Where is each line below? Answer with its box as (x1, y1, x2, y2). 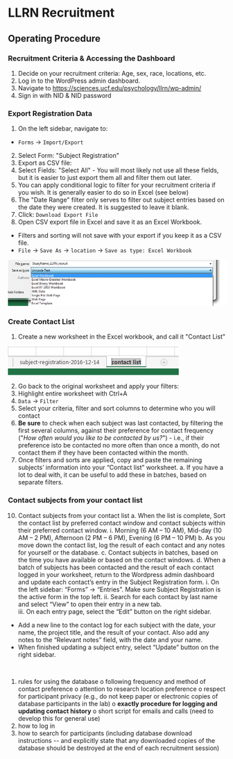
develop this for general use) (17, 714, 101, 722)
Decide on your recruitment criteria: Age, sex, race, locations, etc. (17, 69, 207, 77)
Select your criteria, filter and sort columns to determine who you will (17, 405, 216, 413)
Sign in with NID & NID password (17, 91, 112, 99)
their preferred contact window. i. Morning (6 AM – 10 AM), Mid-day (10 (17, 526, 223, 534)
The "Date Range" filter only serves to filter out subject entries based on (17, 196, 225, 204)
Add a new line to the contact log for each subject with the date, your (17, 621, 216, 629)
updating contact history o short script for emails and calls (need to (17, 707, 214, 715)
